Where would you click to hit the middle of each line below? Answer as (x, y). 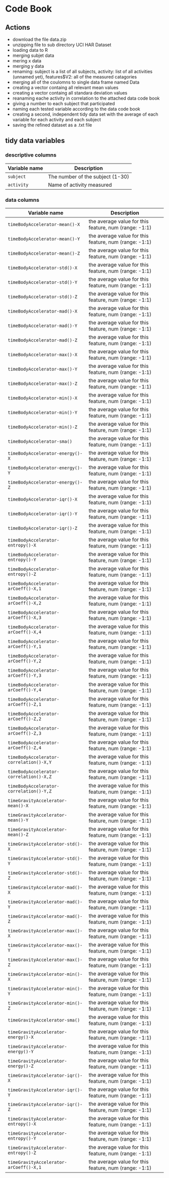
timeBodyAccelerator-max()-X (43, 355)
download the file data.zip (39, 39)
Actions (18, 27)
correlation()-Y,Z (30, 791)
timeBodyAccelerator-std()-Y (43, 282)
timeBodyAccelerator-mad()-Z (43, 340)
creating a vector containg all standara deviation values (70, 93)
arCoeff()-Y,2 (25, 661)
